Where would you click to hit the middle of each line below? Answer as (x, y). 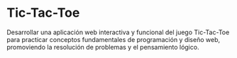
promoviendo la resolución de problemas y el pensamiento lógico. (103, 47)
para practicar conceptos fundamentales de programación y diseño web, (114, 39)
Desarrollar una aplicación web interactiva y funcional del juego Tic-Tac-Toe (118, 32)
